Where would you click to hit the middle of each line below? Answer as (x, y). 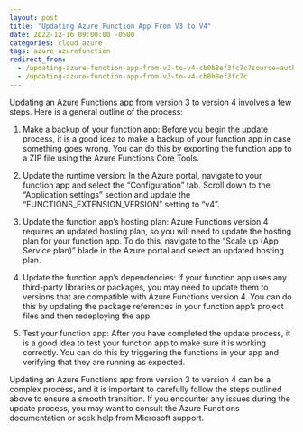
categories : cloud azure (56, 43)
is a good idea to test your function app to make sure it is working (144, 343)
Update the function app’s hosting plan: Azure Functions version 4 (145, 221)
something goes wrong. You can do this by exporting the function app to (157, 148)
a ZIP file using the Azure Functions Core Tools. (111, 158)
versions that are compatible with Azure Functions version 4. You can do (157, 296)
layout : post (34, 18)
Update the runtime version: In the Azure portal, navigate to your (142, 175)
